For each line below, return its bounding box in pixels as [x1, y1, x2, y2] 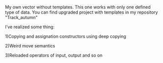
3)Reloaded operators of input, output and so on [5, 52, 103, 58]
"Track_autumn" [5, 15, 38, 20]
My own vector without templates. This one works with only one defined [5, 4, 151, 10]
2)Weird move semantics [5, 43, 55, 48]
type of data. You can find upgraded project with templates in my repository [5, 9, 158, 15]
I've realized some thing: [5, 24, 55, 30]
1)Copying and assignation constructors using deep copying [5, 34, 126, 39]
